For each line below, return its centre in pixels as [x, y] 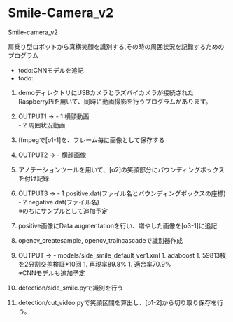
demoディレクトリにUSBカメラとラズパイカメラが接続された [106, 92]
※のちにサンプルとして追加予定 [63, 211]
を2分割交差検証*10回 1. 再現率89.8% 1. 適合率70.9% [94, 264]
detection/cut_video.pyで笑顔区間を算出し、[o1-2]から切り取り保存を [118, 302]
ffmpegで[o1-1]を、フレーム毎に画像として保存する [91, 140]
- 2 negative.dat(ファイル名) [59, 202]
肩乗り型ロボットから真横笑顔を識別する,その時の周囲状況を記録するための [116, 46]
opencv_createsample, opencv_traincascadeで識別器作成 [100, 240]
